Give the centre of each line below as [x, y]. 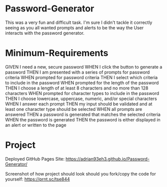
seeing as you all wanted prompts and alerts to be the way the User [75, 27]
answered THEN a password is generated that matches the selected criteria [83, 114]
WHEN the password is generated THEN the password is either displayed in [83, 119]
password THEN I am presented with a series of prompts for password [78, 72]
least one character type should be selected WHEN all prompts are [74, 109]
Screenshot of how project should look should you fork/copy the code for [81, 174]
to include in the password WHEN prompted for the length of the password [82, 83]
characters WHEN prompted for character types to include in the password [82, 93]
